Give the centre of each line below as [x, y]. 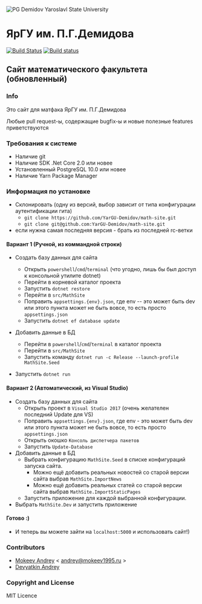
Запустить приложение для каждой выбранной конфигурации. [105, 498]
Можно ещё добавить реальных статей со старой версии [108, 485]
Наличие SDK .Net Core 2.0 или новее [64, 163]
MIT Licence [22, 596]
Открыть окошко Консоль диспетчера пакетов [82, 440]
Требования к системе [42, 143]
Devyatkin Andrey [37, 567]
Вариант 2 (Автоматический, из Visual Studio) [67, 388]
